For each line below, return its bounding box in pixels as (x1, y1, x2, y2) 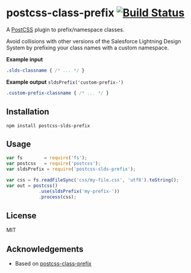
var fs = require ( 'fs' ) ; (6, 155, 87, 161)
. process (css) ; (38, 193, 77, 200)
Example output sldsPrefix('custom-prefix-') (6, 78, 124, 86)
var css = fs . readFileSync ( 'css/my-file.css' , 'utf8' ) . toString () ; (6, 177, 180, 183)
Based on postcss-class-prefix (14, 260, 92, 268)
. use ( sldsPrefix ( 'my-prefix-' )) (38, 188, 120, 194)
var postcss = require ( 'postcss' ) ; (6, 160, 101, 167)
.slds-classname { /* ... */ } (6, 67, 85, 74)
